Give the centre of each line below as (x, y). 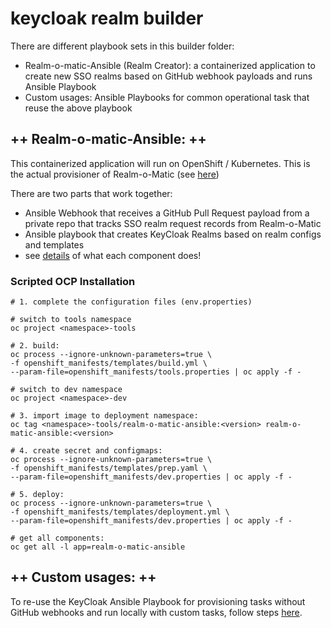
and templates (54, 244)
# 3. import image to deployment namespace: (104, 416)
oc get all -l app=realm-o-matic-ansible (98, 547)
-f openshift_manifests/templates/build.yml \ (109, 363)
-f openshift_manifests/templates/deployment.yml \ (120, 512)
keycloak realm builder (107, 18)
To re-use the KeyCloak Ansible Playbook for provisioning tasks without (158, 601)
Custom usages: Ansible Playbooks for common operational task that (167, 97)
